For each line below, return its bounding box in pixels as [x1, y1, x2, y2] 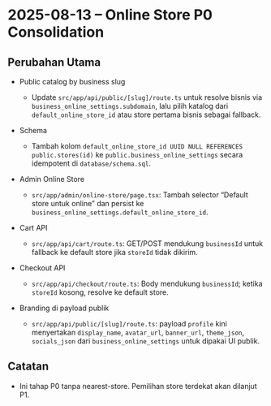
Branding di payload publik [19, 303, 110, 313]
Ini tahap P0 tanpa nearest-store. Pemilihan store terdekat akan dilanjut [19, 381, 257, 391]
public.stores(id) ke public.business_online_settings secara [31, 150, 243, 159]
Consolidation [7, 23, 105, 41]
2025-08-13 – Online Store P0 [7, 6, 213, 24]
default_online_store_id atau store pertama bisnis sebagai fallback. [31, 110, 261, 119]
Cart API [19, 223, 48, 232]
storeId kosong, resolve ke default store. [31, 287, 170, 297]
